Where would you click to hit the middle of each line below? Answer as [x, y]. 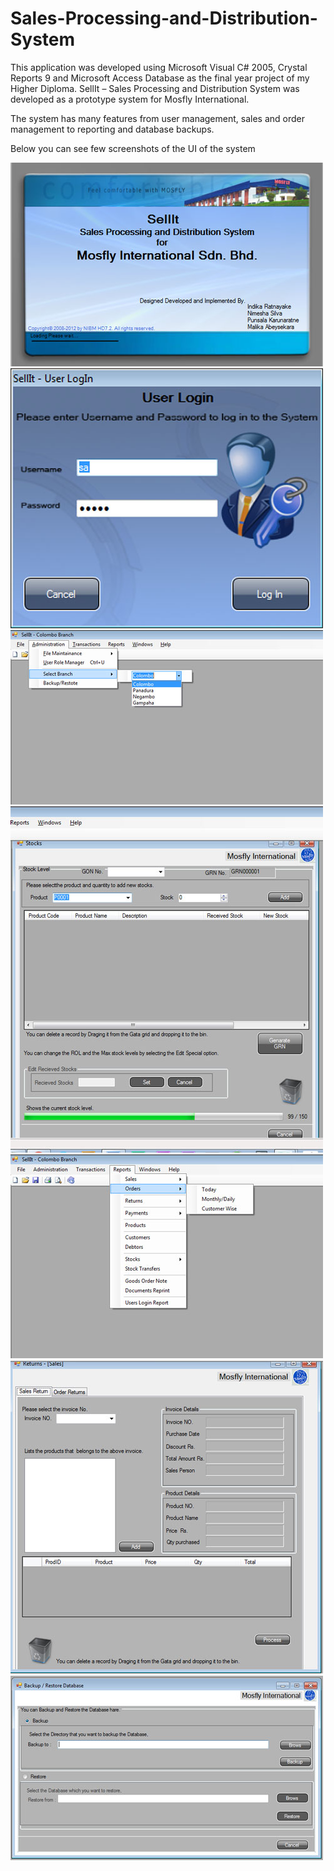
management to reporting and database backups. [112, 129]
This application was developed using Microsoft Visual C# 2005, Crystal [159, 67]
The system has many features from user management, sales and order [157, 118]
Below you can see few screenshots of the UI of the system [133, 148]
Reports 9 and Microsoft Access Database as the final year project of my [160, 78]
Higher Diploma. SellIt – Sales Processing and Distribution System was [155, 88]
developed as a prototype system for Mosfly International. [130, 99]
